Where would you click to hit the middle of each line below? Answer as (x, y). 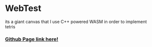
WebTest (23, 8)
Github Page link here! (32, 39)
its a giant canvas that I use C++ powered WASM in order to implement (76, 22)
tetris (10, 26)
